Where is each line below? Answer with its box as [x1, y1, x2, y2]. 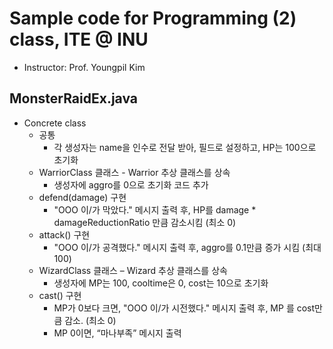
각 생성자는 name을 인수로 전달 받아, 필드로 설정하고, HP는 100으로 [53, 141, 317, 153]
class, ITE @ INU [9, 28, 149, 51]
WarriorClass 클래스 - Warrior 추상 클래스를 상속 [38, 166, 231, 178]
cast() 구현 [38, 289, 82, 301]
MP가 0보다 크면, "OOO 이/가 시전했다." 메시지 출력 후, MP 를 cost [53, 302, 316, 314]
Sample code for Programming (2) [9, 7, 297, 30]
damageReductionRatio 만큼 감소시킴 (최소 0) [53, 216, 237, 228]
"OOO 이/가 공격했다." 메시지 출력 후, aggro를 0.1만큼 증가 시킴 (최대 [53, 241, 322, 253]
